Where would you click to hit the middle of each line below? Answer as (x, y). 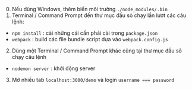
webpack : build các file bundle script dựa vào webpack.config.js (90, 39)
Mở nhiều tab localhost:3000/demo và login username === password (93, 80)
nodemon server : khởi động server (53, 68)
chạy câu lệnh (29, 57)
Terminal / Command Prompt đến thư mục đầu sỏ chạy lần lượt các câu (99, 15)
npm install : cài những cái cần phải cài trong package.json (85, 33)
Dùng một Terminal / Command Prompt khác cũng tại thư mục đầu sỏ (97, 51)
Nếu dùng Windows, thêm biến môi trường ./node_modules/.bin (90, 9)
